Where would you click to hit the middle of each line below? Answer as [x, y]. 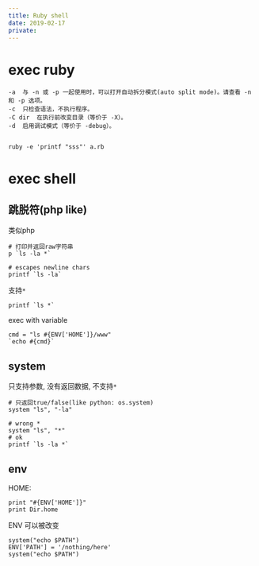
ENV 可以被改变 [34, 525]
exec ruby [42, 70]
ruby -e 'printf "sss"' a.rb [56, 147]
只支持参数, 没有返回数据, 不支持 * [63, 386]
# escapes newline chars [49, 268]
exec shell [42, 178]
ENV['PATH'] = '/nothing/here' [60, 547]
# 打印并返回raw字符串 [41, 247]
